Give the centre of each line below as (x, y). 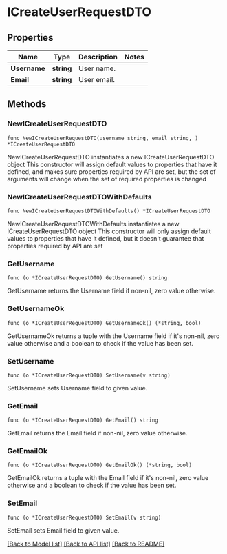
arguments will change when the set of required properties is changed (107, 179)
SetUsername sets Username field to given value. (77, 388)
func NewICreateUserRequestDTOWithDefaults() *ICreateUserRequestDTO (109, 211)
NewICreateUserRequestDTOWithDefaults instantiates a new (93, 224)
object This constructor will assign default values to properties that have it (112, 164)
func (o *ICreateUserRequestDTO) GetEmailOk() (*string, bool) (100, 465)
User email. (97, 80)
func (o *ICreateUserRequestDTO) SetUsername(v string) (89, 375)
